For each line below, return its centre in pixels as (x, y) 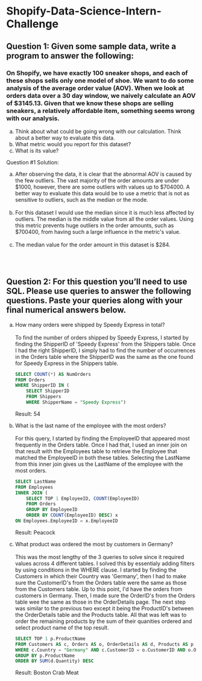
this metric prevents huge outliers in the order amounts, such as (94, 225)
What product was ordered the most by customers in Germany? (94, 544)
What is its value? (37, 150)
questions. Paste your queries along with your (94, 301)
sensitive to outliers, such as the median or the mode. (82, 199)
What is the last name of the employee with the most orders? (90, 425)
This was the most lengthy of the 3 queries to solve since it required (99, 557)
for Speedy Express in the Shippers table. (67, 363)
